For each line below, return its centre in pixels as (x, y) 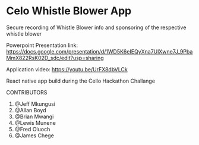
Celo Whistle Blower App (69, 11)
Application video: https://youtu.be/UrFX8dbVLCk (67, 69)
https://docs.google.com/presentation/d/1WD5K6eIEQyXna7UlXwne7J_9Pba (99, 51)
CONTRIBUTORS (27, 92)
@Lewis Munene (35, 122)
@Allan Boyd (30, 110)
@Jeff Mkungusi (35, 104)
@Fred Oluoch (32, 129)
